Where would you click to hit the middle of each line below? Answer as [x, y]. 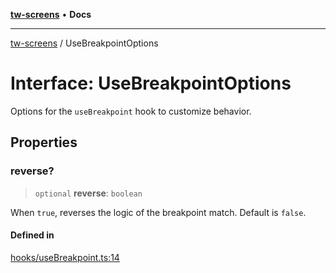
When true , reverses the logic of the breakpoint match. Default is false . [158, 212]
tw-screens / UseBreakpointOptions [84, 43]
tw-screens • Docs [51, 14]
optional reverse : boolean [88, 193]
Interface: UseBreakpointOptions [151, 83]
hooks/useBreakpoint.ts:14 [65, 257]
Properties [44, 142]
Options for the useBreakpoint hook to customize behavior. [131, 111]
